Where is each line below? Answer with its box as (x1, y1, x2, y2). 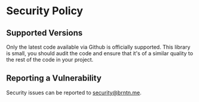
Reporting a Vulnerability (6, 73, 102, 84)
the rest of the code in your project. (6, 56, 94, 63)
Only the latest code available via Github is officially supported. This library (6, 43, 191, 50)
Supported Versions (6, 28, 82, 38)
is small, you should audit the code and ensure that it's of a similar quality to (6, 50, 193, 57)
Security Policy (6, 4, 84, 18)
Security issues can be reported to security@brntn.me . (6, 89, 142, 96)
